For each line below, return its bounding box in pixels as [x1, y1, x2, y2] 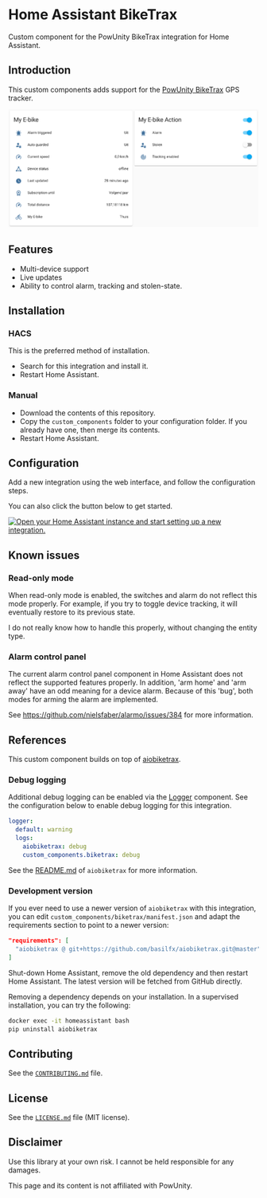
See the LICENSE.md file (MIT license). [8, 1113, 130, 1122]
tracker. [8, 93, 33, 103]
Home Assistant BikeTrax [8, 6, 177, 24]
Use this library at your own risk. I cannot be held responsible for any [8, 1157, 234, 1166]
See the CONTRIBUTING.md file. [8, 1068, 103, 1078]
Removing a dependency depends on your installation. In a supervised [8, 992, 239, 1001]
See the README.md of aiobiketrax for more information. [8, 865, 198, 874]
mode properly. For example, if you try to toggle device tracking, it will [8, 599, 238, 609]
